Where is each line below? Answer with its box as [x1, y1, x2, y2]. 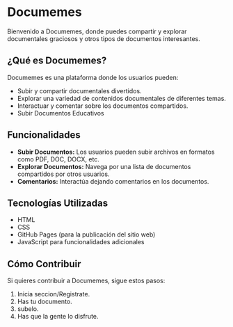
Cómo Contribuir [7, 258, 81, 270]
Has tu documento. [17, 297, 72, 306]
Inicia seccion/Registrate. [17, 290, 90, 298]
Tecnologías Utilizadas [7, 197, 109, 209]
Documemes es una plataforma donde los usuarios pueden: [7, 73, 179, 81]
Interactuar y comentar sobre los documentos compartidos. [17, 102, 188, 110]
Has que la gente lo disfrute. [17, 312, 99, 321]
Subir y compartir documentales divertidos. [17, 86, 142, 95]
